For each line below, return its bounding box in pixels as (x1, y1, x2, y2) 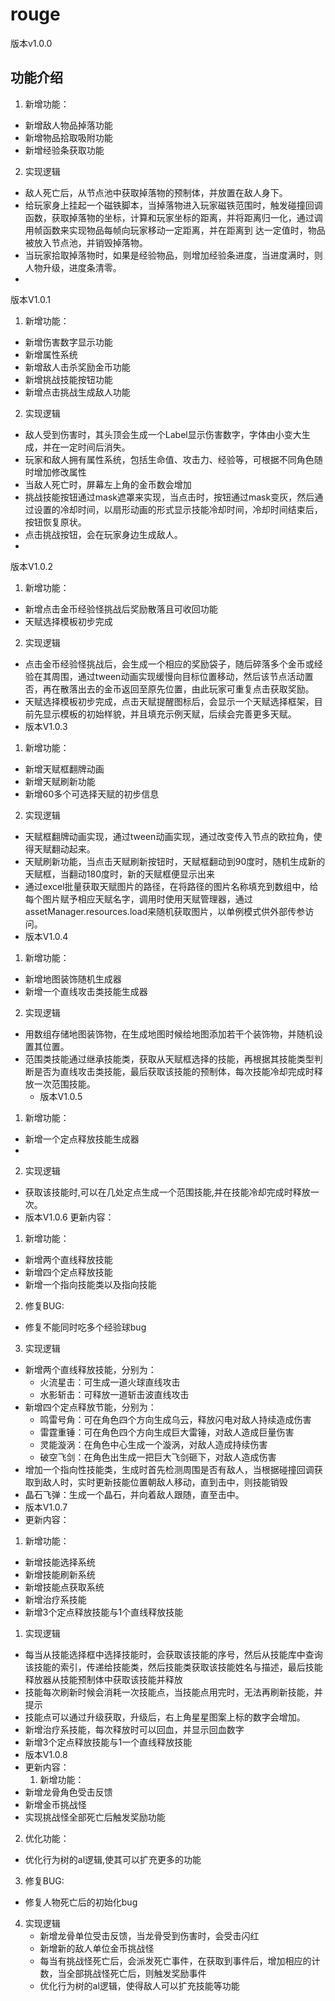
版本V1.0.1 (10, 293, 52, 305)
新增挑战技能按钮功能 (24, 373, 113, 385)
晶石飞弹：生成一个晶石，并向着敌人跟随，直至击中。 (24, 1488, 245, 1500)
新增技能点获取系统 (24, 1581, 105, 1593)
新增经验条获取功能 (24, 144, 105, 156)
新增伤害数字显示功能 (24, 336, 113, 348)
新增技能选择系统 (24, 1556, 96, 1568)
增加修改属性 (33, 466, 87, 478)
